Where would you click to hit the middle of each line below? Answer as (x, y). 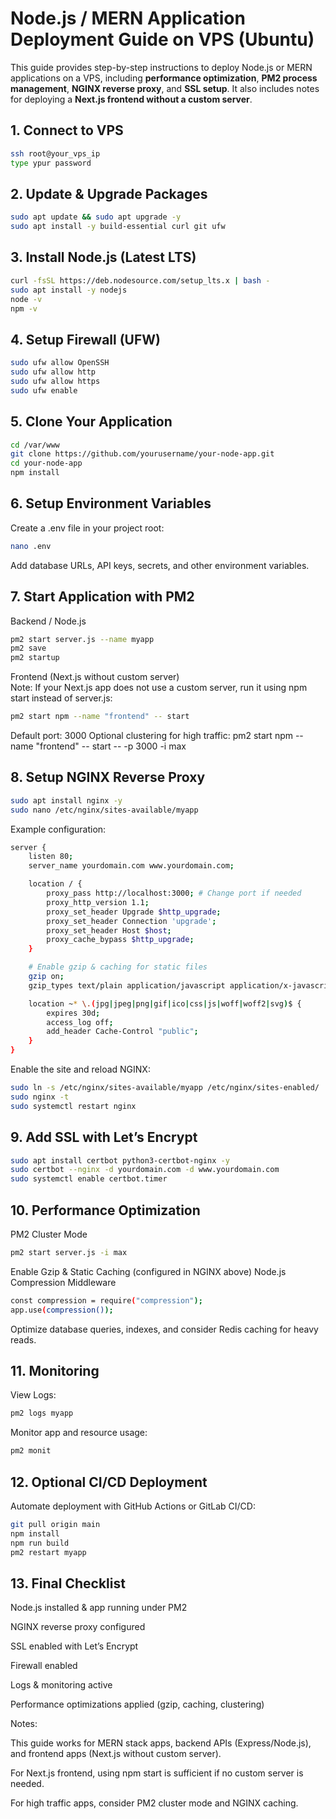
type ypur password (51, 163)
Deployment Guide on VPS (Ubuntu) (162, 39)
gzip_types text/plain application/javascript (127, 985)
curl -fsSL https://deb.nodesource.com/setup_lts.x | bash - (140, 280)
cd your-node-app (46, 463)
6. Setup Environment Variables (111, 503)
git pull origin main (55, 1524)
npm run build (40, 1543)
